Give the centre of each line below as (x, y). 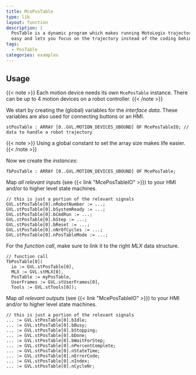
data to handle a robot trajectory (49, 132)
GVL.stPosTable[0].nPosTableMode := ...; (57, 235)
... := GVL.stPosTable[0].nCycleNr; (50, 366)
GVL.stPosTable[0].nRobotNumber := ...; (56, 204)
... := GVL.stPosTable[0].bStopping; (52, 331)
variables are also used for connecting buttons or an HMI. (75, 116)
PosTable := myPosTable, (41, 277)
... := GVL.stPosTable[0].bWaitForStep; (56, 341)
